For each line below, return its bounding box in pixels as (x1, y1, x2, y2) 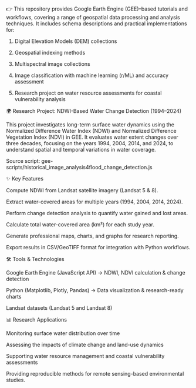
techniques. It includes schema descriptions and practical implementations (6, 20, 187, 27)
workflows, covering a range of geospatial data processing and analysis (6, 14, 180, 21)
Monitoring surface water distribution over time (6, 330, 120, 337)
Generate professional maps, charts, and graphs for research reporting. (6, 232, 179, 239)
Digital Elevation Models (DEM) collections (14, 38, 117, 45)
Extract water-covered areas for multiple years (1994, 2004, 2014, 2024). (6, 198, 183, 205)
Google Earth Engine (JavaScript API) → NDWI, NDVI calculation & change (6, 269, 186, 276)
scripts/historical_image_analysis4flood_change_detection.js (6, 164, 153, 170)
